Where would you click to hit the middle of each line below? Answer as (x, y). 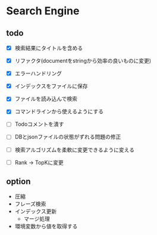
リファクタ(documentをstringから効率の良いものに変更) (83, 61)
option (18, 182)
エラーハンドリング (38, 73)
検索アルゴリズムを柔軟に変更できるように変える (75, 150)
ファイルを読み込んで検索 (46, 99)
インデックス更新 (36, 211)
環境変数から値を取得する (46, 226)
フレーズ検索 (30, 204)
